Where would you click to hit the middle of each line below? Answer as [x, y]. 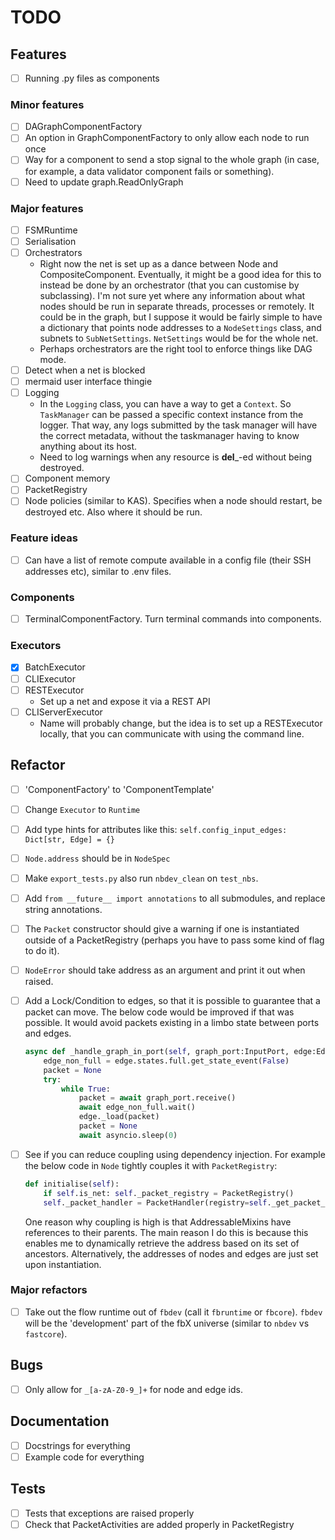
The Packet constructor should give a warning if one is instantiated [162, 928]
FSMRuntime [51, 230]
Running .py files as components [92, 78]
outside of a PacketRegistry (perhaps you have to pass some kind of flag [174, 940]
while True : [86, 1089]
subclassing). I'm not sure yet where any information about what [172, 296]
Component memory [67, 478]
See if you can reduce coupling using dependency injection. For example [175, 1154]
